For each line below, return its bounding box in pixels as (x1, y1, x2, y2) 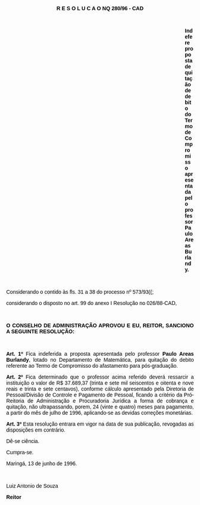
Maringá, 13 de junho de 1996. (6, 460, 77, 467)
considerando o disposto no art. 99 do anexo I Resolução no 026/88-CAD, (6, 300, 177, 306)
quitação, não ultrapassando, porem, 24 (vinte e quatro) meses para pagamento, (6, 404, 194, 410)
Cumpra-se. (6, 449, 34, 455)
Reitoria (6, 398, 25, 404)
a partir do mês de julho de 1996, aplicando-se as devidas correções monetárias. (6, 409, 193, 416)
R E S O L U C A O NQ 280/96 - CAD (56, 5, 144, 11)
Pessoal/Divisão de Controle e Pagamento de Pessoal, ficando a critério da (6, 392, 183, 398)
